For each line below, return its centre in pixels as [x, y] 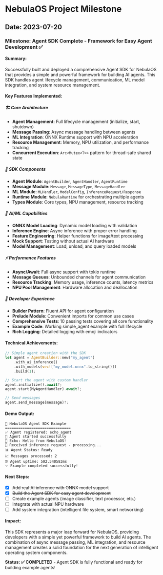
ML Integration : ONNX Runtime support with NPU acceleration [75, 137]
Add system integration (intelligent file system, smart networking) [78, 509]
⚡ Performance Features [31, 258]
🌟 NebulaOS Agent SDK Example [36, 424]
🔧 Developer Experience [30, 298]
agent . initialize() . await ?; [34, 385]
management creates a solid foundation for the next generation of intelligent [82, 548]
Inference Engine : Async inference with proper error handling [74, 231]
